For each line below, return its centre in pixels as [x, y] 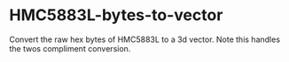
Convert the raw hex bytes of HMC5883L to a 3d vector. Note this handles [145, 39]
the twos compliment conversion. [70, 48]
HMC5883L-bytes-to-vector [116, 15]
